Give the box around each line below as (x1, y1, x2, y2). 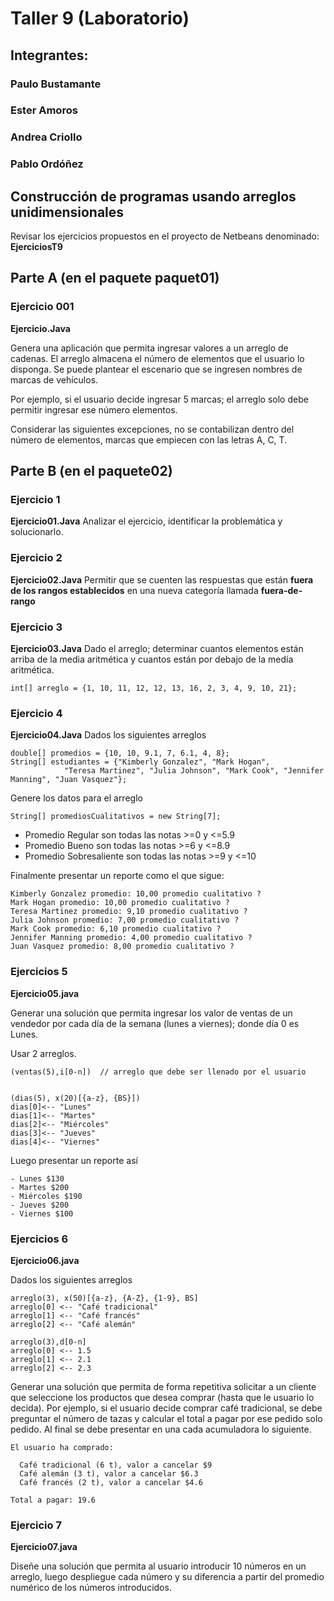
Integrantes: (10, 47, 89, 64)
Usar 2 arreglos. (10, 1047, 77, 1059)
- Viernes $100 (10, 1208, 74, 1219)
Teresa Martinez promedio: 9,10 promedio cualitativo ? (10, 907, 248, 917)
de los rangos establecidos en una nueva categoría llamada (10, 584, 259, 596)
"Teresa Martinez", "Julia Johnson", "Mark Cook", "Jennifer (63, 766, 325, 776)
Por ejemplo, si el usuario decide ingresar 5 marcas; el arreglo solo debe (10, 393, 309, 405)
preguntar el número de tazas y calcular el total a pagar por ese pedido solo (10, 1412, 323, 1424)
